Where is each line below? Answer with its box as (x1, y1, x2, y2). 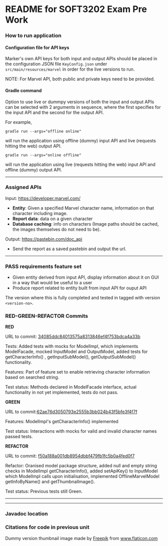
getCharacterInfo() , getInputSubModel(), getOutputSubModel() (5, 354, 136, 360)
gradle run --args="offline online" (5, 129, 81, 134)
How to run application (5, 32, 61, 39)
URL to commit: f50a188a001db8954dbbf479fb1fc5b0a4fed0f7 (5, 453, 135, 459)
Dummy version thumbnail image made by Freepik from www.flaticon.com (5, 535, 158, 541)
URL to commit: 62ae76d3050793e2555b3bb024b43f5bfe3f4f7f (5, 409, 137, 415)
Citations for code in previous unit (5, 524, 89, 531)
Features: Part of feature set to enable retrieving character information (5, 369, 150, 375)
